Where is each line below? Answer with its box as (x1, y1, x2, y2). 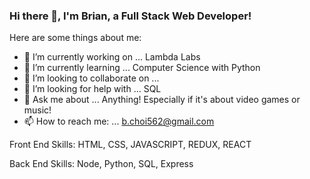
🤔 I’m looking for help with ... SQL (23, 83, 162, 95)
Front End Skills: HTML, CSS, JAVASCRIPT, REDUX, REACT (9, 139, 252, 151)
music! (23, 104, 52, 116)
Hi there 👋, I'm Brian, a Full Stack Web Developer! (9, 9, 252, 23)
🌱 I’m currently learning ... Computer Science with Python (23, 62, 261, 74)
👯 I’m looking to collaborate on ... (23, 72, 160, 84)
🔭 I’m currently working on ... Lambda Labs (23, 51, 201, 63)
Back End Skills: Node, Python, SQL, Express (9, 158, 194, 170)
